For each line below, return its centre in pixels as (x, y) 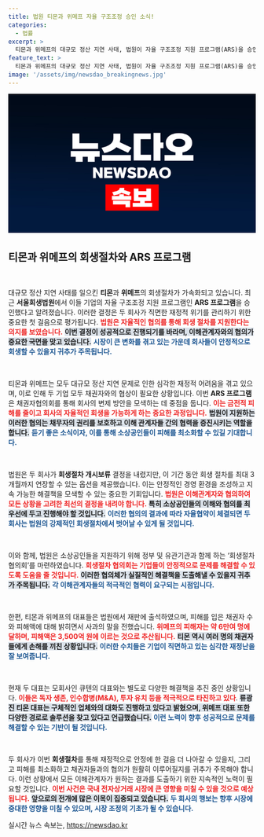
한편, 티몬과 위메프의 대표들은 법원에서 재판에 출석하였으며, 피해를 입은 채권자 (126, 617)
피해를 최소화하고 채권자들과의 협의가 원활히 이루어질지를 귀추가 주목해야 (128, 769)
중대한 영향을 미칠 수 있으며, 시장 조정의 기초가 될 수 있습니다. (101, 809)
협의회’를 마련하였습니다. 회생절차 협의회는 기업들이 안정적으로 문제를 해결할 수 (128, 565)
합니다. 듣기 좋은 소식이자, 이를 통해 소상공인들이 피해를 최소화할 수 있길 (117, 433)
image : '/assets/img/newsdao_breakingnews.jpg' (88, 75)
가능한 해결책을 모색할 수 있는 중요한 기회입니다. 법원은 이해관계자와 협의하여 (133, 494)
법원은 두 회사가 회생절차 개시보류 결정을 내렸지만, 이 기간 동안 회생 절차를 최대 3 (132, 475)
